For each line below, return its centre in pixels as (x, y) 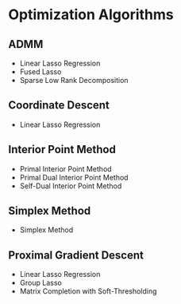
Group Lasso (40, 283)
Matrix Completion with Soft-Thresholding (88, 291)
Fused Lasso (40, 72)
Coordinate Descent (59, 105)
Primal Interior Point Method (66, 168)
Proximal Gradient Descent (76, 255)
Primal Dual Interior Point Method (74, 177)
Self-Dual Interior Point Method (71, 186)
